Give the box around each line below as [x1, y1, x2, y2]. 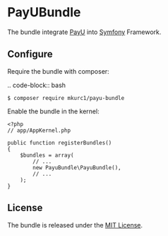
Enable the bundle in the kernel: [7, 107, 100, 116]
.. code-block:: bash [7, 81, 66, 89]
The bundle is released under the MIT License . [7, 220, 143, 229]
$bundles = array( [20, 152, 74, 159]
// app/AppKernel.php [7, 127, 71, 134]
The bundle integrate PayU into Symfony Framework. [7, 28, 162, 36]
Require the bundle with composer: [7, 67, 109, 75]
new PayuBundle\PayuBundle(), [32, 164, 121, 171]
